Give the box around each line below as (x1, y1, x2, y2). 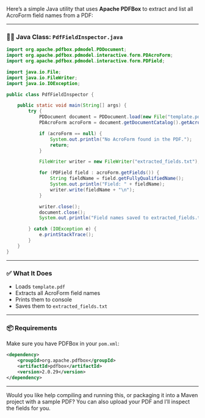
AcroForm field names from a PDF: (6, 12, 93, 19)
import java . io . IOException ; (6, 80, 81, 86)
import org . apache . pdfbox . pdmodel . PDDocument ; (6, 47, 127, 53)
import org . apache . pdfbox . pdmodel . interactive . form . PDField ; (6, 58, 165, 64)
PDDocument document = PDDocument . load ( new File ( (38, 114, 168, 120)
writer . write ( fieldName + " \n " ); (49, 187, 135, 193)
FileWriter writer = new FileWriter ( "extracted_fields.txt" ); (38, 159, 201, 165)
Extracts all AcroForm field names (15, 289, 101, 296)
